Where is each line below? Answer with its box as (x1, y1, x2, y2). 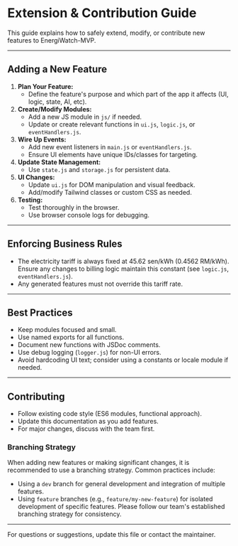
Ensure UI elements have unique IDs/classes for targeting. (28, 150, 198, 159)
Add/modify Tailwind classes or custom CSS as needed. (28, 188, 193, 196)
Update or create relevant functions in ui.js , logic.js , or (28, 119, 195, 129)
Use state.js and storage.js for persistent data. (28, 165, 171, 173)
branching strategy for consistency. (17, 510, 122, 518)
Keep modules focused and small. (17, 326, 117, 334)
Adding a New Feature (7, 63, 108, 75)
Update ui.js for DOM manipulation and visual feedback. (28, 180, 196, 189)
